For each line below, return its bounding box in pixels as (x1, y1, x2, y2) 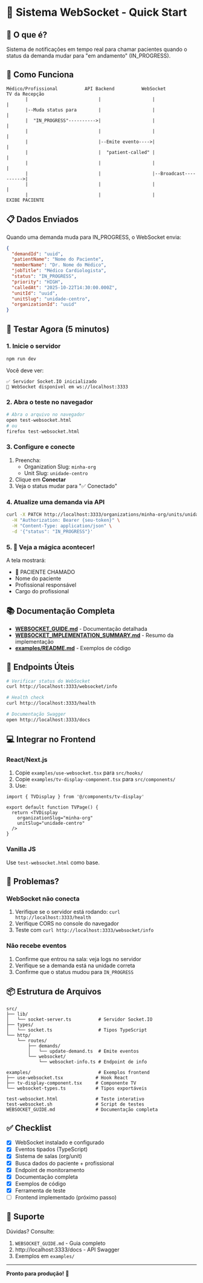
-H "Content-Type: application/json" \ (11, 522, 112, 529)
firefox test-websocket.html (6, 428, 80, 435)
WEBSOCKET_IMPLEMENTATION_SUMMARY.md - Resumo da (14, 632, 174, 639)
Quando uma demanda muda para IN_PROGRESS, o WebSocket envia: (6, 233, 181, 241)
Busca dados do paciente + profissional (14, 1159, 114, 1167)
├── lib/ (6, 1011, 28, 1017)
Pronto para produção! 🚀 (6, 1270, 69, 1277)
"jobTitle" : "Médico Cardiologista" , (11, 268, 107, 274)
